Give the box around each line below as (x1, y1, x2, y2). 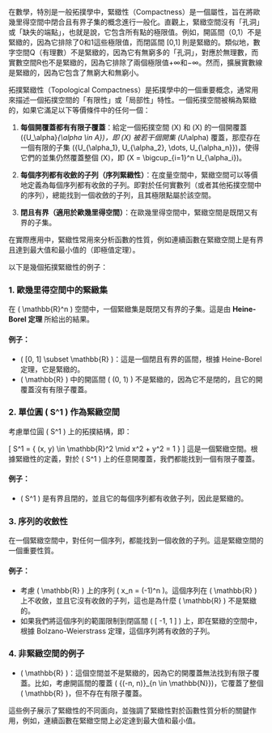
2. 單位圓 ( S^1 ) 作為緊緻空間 (8, 407, 120, 418)
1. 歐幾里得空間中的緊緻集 (8, 284, 108, 296)
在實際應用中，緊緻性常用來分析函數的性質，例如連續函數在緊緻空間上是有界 (8, 235, 264, 245)
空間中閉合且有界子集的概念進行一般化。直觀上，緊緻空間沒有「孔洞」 (29, 17, 264, 27)
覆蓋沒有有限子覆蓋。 (19, 384, 91, 394)
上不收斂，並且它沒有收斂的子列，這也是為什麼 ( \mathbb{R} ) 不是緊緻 (19, 595, 257, 605)
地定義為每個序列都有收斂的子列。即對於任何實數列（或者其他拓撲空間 (19, 181, 255, 190)
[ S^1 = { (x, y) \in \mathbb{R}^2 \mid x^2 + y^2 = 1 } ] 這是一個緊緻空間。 (8, 444, 251, 454)
